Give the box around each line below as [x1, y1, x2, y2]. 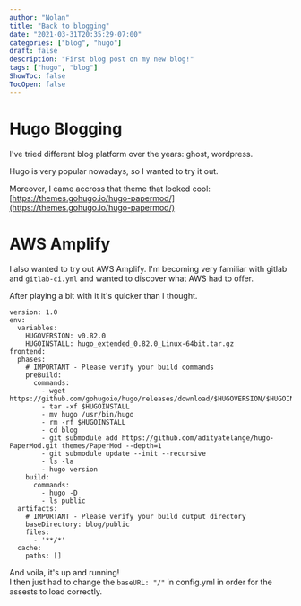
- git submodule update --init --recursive [41, 449, 206, 458]
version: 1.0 [9, 307, 58, 317]
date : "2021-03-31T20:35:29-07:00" [9, 30, 142, 39]
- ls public [41, 496, 87, 505]
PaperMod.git [9, 441, 58, 450]
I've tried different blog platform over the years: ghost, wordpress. [9, 148, 254, 159]
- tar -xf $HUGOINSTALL [41, 401, 130, 411]
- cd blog [41, 426, 78, 435]
